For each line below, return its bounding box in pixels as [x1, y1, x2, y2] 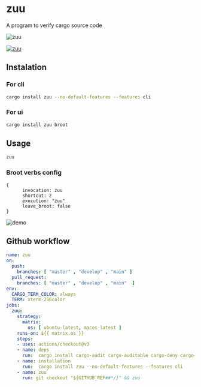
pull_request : [11, 274, 47, 280]
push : [11, 263, 26, 269]
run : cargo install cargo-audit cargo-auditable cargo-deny [22, 353, 178, 359]
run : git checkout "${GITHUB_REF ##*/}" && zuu [22, 374, 141, 381]
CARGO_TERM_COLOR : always [11, 291, 77, 297]
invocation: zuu [22, 187, 63, 193]
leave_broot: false [22, 203, 71, 209]
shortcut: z [22, 193, 52, 199]
